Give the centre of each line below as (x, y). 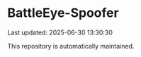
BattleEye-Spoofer (63, 13)
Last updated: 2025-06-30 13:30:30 (60, 32)
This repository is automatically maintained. (71, 46)
